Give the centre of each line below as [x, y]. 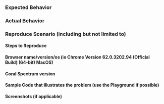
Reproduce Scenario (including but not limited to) [66, 34]
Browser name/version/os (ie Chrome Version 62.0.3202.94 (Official [78, 57]
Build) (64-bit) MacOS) [29, 62]
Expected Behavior [28, 7]
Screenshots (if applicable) [34, 96]
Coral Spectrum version [30, 74]
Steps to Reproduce [26, 46]
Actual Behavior [25, 20]
